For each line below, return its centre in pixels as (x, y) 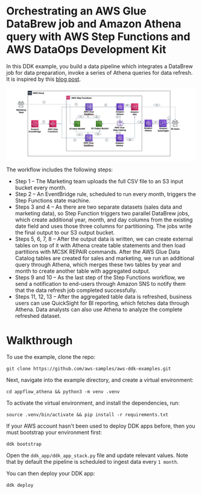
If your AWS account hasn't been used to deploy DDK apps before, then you (101, 426)
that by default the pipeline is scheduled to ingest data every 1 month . (93, 462)
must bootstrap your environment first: (54, 432)
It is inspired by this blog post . (44, 79)
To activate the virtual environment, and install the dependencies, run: (93, 403)
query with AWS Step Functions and (98, 37)
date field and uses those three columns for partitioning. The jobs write (103, 226)
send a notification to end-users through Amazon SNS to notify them (100, 284)
